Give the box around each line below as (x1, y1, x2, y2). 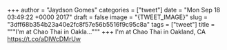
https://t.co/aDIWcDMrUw (7, 35, 81, 43)
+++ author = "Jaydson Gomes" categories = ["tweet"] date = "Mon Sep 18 (7, 6, 221, 14)
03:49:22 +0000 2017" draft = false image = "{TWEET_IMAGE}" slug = (7, 13, 208, 21)
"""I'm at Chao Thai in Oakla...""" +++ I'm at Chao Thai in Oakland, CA (7, 27, 206, 36)
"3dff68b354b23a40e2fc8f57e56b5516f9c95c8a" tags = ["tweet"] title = (7, 21, 215, 28)
